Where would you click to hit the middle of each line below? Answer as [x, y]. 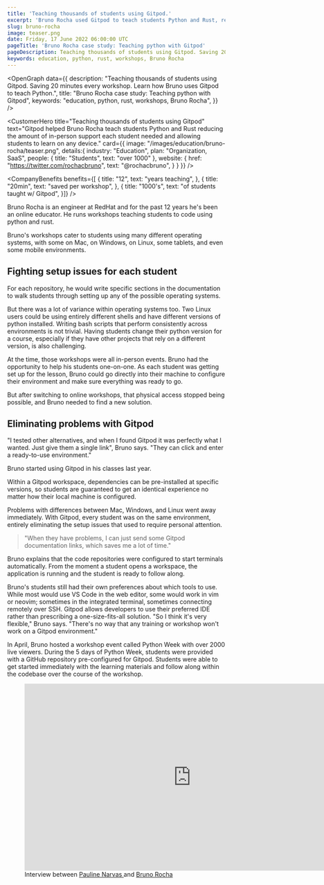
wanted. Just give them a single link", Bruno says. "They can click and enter [115, 448]
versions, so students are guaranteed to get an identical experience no [108, 490]
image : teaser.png [34, 33]
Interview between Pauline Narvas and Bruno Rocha [99, 875]
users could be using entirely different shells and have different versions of [114, 316]
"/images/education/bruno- [186, 143]
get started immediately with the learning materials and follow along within [113, 667]
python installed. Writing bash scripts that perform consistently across [107, 323]
